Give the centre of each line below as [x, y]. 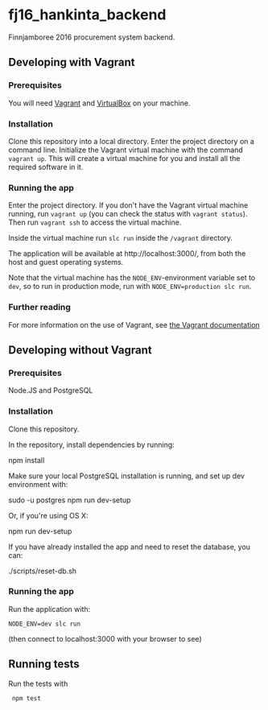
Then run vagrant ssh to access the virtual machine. [95, 222]
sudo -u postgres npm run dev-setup [70, 500]
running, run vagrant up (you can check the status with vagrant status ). [128, 214]
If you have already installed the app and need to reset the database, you [130, 547]
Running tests [44, 665]
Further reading [39, 308]
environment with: [38, 484]
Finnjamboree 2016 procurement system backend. [92, 37]
